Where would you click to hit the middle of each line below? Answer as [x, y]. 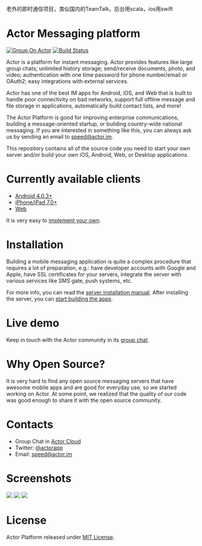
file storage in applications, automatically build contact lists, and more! [94, 106]
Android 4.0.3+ [33, 195]
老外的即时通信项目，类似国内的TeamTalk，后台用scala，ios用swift [90, 9]
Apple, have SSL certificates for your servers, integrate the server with [94, 274]
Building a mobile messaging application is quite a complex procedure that [99, 261]
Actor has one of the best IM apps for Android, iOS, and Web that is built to [99, 93]
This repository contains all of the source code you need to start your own [98, 148]
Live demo [33, 323]
